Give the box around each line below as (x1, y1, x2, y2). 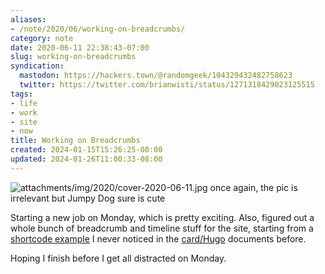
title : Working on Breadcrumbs (10, 136, 141, 146)
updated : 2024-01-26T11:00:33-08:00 (10, 154, 163, 164)
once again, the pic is (209, 181, 298, 193)
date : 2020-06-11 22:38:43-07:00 (10, 42, 150, 53)
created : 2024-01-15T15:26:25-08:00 (10, 145, 163, 155)
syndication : (10, 61, 65, 71)
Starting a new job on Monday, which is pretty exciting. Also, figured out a (10, 211, 315, 223)
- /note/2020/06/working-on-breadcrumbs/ (10, 24, 186, 34)
